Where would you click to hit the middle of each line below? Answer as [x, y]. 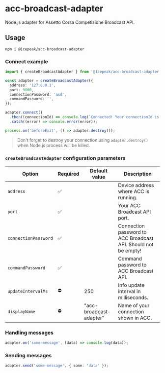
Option [30, 174]
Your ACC [129, 205]
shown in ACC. [135, 318]
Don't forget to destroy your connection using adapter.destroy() [82, 140]
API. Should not [136, 244]
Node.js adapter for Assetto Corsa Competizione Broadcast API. [70, 22]
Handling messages [29, 333]
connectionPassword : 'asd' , [38, 94]
